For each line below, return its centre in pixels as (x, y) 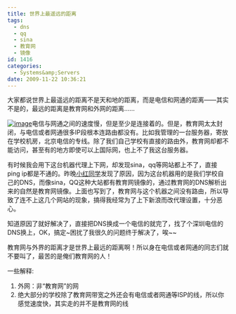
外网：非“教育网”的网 (48, 286)
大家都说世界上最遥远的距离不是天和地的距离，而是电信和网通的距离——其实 (118, 100)
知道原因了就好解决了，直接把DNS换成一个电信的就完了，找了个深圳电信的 (115, 224)
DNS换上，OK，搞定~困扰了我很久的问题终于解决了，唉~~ (92, 233)
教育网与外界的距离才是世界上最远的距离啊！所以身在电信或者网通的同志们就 (118, 247)
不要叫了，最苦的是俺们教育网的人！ (60, 256)
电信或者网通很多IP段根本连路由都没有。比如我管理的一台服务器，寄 (124, 132)
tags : (15, 20)
